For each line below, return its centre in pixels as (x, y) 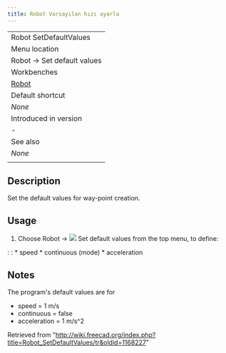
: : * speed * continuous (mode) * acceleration (75, 252)
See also (26, 141)
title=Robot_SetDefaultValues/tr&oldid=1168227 (77, 342)
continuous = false (45, 314)
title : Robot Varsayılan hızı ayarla (63, 14)
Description (34, 181)
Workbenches (35, 72)
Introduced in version (47, 118)
